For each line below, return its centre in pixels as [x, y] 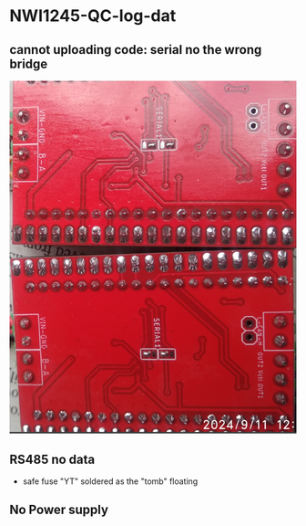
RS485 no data [52, 459]
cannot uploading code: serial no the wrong [136, 50]
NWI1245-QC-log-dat [93, 16]
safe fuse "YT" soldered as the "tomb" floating [110, 481]
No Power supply [59, 510]
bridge [29, 63]
